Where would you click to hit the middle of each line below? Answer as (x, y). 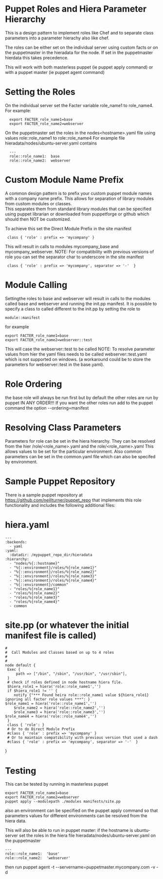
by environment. (21, 462)
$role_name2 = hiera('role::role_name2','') (60, 708)
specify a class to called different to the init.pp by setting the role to (73, 309)
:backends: (16, 542)
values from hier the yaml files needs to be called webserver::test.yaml (76, 354)
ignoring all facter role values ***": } (48, 700)
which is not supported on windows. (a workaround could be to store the (78, 359)
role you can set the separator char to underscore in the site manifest (74, 257)
